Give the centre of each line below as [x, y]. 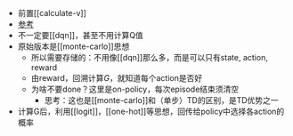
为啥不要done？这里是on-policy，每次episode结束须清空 [135, 89]
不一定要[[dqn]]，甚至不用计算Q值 [81, 35]
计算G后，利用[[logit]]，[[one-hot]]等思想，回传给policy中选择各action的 [151, 111]
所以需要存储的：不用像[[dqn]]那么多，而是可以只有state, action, [150, 57]
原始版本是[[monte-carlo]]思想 [73, 46]
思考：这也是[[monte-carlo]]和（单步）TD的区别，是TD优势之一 [161, 100]
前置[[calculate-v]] [52, 13]
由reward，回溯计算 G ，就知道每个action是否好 [117, 78]
